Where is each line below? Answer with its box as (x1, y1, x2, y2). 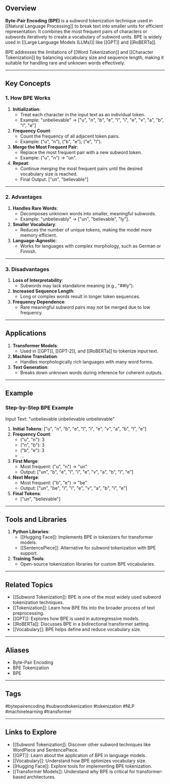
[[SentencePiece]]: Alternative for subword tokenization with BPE (20, 545, 156, 551)
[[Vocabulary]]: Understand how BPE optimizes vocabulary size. (12, 758, 147, 764)
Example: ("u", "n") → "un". (20, 154, 77, 160)
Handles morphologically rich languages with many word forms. (20, 358, 153, 365)
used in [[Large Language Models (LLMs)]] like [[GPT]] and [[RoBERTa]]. (5, 39, 157, 45)
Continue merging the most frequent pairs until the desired (20, 165, 143, 172)
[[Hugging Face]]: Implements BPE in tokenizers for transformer (20, 534, 153, 540)
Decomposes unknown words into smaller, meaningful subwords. (20, 210, 156, 216)
